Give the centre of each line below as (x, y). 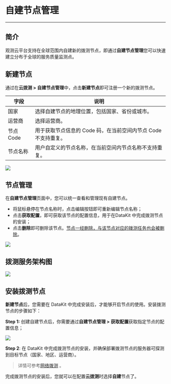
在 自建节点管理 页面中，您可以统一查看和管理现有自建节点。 (68, 198)
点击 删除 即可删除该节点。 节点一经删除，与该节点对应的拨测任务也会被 (86, 228)
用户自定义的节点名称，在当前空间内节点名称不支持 (96, 147)
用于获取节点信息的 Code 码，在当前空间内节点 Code (98, 130)
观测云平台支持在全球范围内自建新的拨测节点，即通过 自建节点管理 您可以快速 (85, 50)
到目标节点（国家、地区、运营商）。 (42, 355)
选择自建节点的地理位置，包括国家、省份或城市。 (94, 111)
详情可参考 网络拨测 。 (41, 365)
